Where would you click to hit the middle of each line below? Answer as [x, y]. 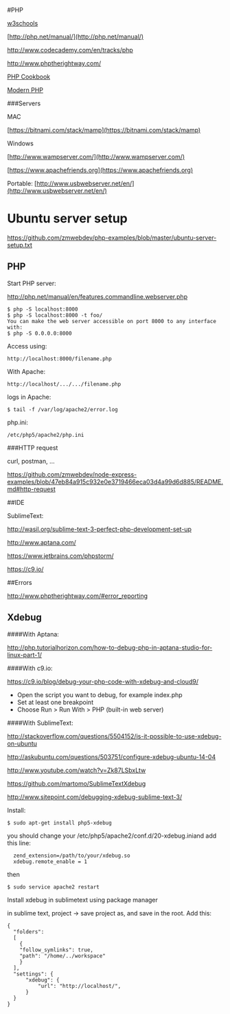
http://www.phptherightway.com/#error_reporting [78, 596]
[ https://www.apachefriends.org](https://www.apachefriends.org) [100, 170]
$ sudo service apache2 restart [53, 887]
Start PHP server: [32, 283]
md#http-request [32, 489]
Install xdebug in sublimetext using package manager [82, 900]
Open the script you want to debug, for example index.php [100, 694]
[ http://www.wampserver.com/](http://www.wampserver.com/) [96, 157]
